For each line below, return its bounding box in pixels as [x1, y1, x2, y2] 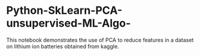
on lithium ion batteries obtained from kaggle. [6, 43, 119, 50]
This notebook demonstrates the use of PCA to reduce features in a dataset [6, 36, 194, 43]
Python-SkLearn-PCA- [6, 4, 122, 17]
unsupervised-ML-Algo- [6, 16, 131, 30]
